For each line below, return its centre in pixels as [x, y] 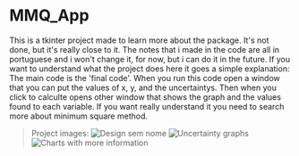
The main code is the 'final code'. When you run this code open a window [145, 78]
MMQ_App [49, 16]
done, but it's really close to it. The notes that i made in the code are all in [145, 49]
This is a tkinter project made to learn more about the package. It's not [139, 40]
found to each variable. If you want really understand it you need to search [147, 106]
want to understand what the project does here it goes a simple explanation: [149, 69]
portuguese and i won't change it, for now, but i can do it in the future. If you [150, 59]
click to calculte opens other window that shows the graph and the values [145, 97]
